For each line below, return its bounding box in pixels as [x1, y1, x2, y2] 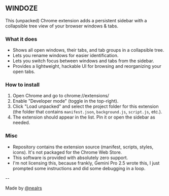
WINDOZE [5, 4, 38, 13]
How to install [5, 81, 40, 88]
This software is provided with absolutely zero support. [12, 154, 128, 161]
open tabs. [12, 68, 36, 75]
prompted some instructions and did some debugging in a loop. [12, 165, 146, 171]
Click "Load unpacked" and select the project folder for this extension [12, 103, 159, 109]
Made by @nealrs [5, 185, 42, 191]
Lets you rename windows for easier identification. [12, 53, 119, 59]
